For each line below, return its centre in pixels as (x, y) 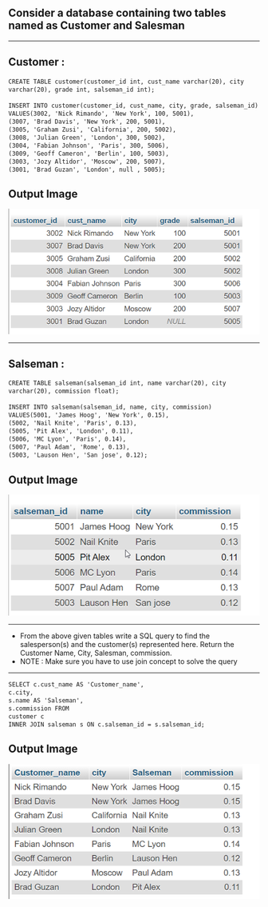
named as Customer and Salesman (97, 26)
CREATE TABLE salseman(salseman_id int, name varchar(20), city (117, 383)
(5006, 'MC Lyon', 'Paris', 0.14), (67, 439)
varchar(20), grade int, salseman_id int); (82, 90)
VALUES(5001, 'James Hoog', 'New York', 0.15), (89, 415)
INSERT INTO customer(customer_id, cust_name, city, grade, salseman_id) (134, 106)
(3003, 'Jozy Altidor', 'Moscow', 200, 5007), (87, 162)
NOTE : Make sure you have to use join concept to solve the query (128, 661)
